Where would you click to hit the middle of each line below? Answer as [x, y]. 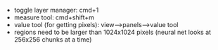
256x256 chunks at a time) [53, 40]
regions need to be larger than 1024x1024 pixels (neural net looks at [113, 32]
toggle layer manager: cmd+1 [56, 10]
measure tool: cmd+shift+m [54, 17]
